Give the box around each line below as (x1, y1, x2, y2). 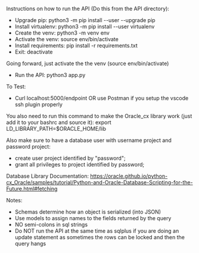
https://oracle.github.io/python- (90, 172, 168, 180)
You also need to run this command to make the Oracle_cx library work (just (6, 113, 192, 119)
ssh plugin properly (14, 101, 63, 108)
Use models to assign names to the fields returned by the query (14, 215, 172, 221)
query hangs (14, 240, 46, 247)
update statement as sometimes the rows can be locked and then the (14, 234, 185, 240)
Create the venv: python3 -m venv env (14, 29, 110, 36)
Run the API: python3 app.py (14, 72, 86, 78)
